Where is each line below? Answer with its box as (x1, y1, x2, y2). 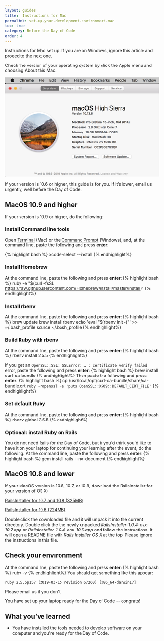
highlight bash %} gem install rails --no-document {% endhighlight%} (5, 455, 145, 462)
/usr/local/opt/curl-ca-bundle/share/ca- (68, 378, 149, 384)
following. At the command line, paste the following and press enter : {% (5, 450, 150, 456)
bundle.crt (5, 383, 26, 389)
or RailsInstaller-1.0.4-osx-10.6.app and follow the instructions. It (22, 527, 153, 532)
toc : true (5, 23, 25, 28)
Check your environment (5, 552, 82, 560)
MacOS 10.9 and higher (5, 200, 78, 209)
